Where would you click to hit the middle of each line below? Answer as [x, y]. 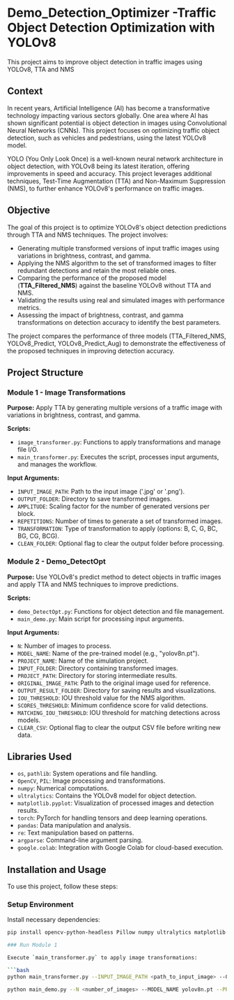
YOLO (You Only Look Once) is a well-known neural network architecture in [115, 159]
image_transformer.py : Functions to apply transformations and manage [119, 442]
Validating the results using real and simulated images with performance [121, 300]
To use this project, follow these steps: [63, 887]
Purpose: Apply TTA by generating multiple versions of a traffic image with [115, 408]
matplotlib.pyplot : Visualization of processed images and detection [116, 803]
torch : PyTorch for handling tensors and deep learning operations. [112, 818]
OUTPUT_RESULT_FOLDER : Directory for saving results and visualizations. [117, 690]
